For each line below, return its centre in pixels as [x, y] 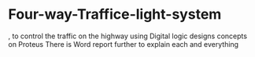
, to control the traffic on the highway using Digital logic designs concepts [128, 36]
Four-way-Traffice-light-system [115, 14]
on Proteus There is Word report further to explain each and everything [123, 44]
